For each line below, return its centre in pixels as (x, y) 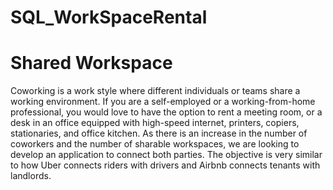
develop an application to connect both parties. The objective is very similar (166, 155)
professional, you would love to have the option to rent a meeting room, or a (166, 112)
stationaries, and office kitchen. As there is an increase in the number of (159, 133)
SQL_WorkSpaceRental (109, 17)
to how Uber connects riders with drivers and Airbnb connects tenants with (165, 165)
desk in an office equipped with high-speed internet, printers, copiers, (155, 123)
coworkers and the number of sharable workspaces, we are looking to (155, 144)
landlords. (31, 176)
